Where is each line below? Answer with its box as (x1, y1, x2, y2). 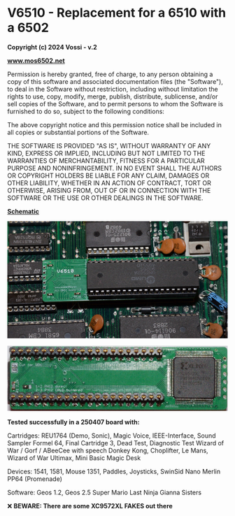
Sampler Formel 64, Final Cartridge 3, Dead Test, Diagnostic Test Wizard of (7, 439, 225, 447)
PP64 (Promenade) (7, 475, 63, 483)
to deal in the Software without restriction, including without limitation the (7, 85, 218, 93)
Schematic (7, 207, 40, 215)
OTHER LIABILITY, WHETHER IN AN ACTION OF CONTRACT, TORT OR (7, 178, 211, 187)
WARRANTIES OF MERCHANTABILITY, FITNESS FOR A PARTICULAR (7, 156, 205, 165)
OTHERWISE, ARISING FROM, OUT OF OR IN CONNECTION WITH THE (7, 186, 211, 194)
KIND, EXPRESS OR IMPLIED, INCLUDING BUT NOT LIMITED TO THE (7, 149, 206, 157)
